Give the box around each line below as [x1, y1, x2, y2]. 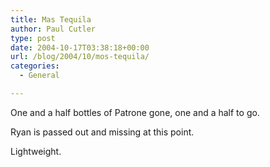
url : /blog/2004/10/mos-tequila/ [10, 52, 150, 62]
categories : [10, 61, 60, 71]
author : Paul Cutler [10, 24, 97, 34]
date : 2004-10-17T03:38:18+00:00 [10, 42, 150, 53]
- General [19, 71, 60, 81]
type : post [10, 33, 56, 43]
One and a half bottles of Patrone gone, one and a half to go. [10, 106, 260, 118]
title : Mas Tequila [10, 14, 92, 25]
